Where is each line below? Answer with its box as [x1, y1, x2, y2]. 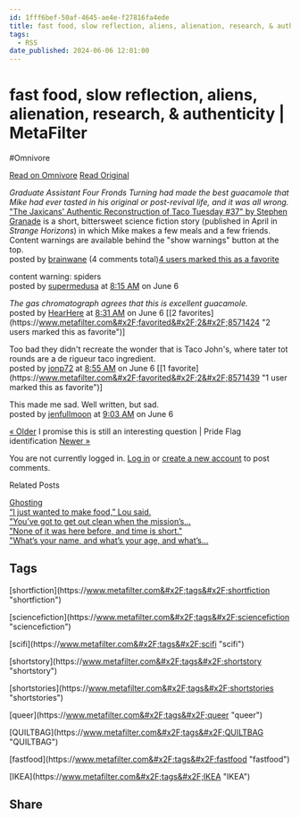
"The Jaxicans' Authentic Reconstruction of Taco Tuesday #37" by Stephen [9, 207, 287, 217]
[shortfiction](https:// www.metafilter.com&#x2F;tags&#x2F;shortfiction [9, 584, 271, 595]
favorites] [178, 308, 214, 319]
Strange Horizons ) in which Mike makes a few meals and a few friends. [9, 226, 271, 236]
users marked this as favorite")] [9, 327, 126, 337]
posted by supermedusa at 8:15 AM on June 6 [9, 281, 179, 292]
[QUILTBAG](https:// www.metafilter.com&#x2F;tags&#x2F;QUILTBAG [9, 727, 264, 737]
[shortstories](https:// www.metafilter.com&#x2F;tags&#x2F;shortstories [9, 682, 274, 694]
